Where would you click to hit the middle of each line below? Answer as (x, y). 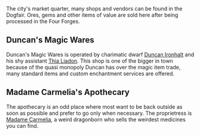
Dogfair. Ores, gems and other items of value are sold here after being (92, 15)
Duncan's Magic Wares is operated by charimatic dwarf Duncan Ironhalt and (100, 54)
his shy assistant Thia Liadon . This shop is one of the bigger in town (90, 61)
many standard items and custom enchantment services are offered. (90, 73)
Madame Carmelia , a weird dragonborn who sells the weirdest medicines (96, 119)
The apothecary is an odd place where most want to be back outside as (94, 106)
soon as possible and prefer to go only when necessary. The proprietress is (99, 113)
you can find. (22, 125)
